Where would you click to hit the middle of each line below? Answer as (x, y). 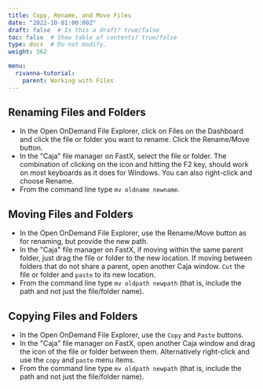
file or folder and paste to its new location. (88, 274)
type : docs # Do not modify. (58, 45)
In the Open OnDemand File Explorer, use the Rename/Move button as (133, 233)
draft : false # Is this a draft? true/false (84, 30)
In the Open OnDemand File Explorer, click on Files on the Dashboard (131, 131)
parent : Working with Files (68, 80)
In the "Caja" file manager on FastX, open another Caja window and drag (137, 344)
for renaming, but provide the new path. (84, 242)
